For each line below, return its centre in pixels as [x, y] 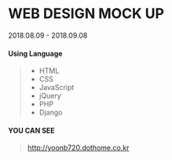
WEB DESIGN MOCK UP [86, 14]
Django [51, 113]
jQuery [50, 96]
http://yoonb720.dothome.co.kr [78, 148]
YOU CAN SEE [31, 130]
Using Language [35, 53]
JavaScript [57, 88]
